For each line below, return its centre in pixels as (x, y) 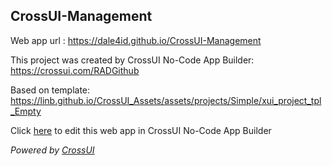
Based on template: (50, 90)
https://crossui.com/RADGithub (75, 70)
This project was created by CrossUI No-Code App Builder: (132, 60)
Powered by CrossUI (52, 150)
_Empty (26, 111)
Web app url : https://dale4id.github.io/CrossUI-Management (136, 40)
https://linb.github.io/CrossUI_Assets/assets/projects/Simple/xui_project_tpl (166, 100)
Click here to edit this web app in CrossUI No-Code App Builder (141, 130)
